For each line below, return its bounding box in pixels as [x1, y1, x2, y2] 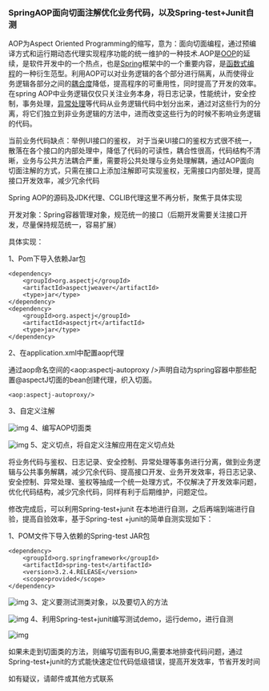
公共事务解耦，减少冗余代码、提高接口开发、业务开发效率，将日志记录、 [22, 467, 261, 477]
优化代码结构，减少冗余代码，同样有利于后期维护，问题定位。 [8, 487, 212, 497]
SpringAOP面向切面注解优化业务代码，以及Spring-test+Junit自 [8, 6, 255, 18]
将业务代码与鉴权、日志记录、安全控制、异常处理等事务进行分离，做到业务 [8, 457, 254, 467]
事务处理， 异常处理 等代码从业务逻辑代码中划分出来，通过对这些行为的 [22, 98, 254, 109]
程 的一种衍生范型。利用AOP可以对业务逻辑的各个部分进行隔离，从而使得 [8, 69, 247, 78]
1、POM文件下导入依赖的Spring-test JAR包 [8, 531, 151, 541]
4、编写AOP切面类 [30, 423, 92, 433]
